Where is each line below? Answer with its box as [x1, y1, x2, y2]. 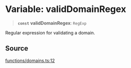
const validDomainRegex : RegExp [17, 20, 87, 26]
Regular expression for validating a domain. [5, 29, 95, 35]
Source [5, 44, 29, 53]
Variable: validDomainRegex [5, 3, 126, 15]
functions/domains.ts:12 [5, 57, 55, 63]
